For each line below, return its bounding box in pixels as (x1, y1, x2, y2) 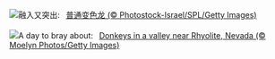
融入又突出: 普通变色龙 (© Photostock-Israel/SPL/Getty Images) (18, 10, 257, 20)
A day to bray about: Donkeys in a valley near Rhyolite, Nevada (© (18, 30, 266, 40)
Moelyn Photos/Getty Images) (9, 40, 120, 50)
